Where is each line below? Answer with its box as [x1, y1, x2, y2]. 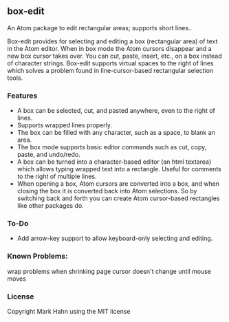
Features [7, 91, 38, 100]
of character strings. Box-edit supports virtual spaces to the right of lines [7, 58, 214, 67]
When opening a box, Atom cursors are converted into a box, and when [17, 180, 220, 188]
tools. [7, 74, 23, 82]
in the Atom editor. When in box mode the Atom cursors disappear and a [7, 44, 212, 52]
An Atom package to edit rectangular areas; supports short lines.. [7, 23, 193, 32]
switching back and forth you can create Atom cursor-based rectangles [17, 194, 220, 202]
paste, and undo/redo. [17, 151, 80, 159]
